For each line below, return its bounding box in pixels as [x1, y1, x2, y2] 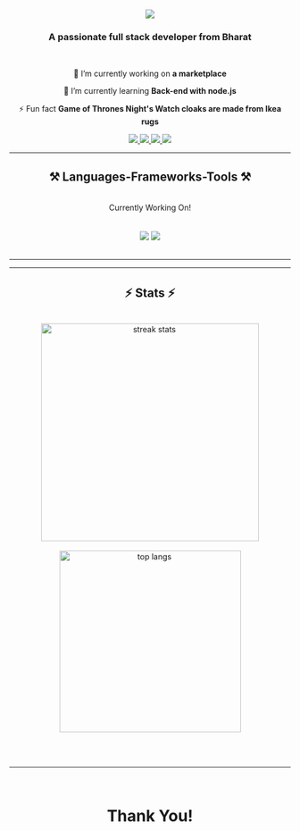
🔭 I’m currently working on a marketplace [73, 68, 227, 80]
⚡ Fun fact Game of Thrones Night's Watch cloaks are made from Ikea [18, 104, 282, 114]
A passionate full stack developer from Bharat [48, 31, 252, 44]
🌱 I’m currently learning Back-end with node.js [63, 86, 237, 97]
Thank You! [106, 806, 194, 827]
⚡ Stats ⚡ [124, 285, 176, 300]
